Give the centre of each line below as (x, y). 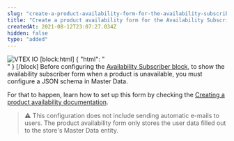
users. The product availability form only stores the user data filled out (125, 123)
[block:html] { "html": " (72, 59)
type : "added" (28, 40)
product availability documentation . (58, 102)
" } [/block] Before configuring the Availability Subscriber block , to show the (116, 67)
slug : (15, 14)
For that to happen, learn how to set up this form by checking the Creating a (116, 95)
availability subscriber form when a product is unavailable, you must (105, 74)
